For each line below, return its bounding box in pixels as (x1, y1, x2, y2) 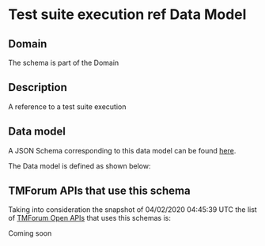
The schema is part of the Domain (8, 58, 119, 67)
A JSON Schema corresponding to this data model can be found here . (8, 146, 237, 155)
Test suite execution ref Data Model (8, 6, 247, 24)
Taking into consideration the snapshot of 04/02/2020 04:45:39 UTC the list (8, 205, 257, 214)
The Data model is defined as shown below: (8, 161, 151, 171)
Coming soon (8, 229, 52, 238)
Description (8, 81, 67, 94)
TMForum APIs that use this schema (8, 184, 191, 198)
